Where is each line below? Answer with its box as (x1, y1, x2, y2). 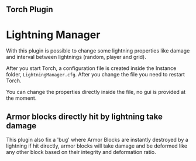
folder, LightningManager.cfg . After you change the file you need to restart (6, 71, 185, 78)
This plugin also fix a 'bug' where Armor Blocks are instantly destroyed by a (6, 136, 188, 143)
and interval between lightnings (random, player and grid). (6, 54, 146, 61)
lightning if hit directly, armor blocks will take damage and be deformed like (6, 142, 188, 149)
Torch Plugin (6, 5, 54, 15)
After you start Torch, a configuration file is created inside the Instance (6, 65, 177, 72)
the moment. (6, 94, 37, 101)
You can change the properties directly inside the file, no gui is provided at (6, 89, 186, 96)
